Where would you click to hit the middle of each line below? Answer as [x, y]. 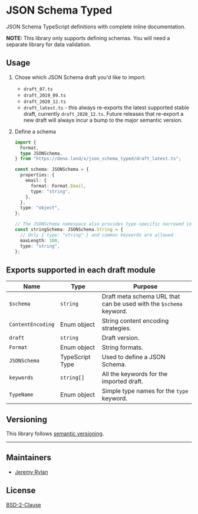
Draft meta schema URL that [141, 297]
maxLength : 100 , [40, 240]
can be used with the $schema [142, 304]
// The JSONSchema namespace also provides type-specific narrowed [99, 224]
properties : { [37, 175]
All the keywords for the [135, 374]
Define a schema [35, 131]
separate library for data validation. [49, 44]
